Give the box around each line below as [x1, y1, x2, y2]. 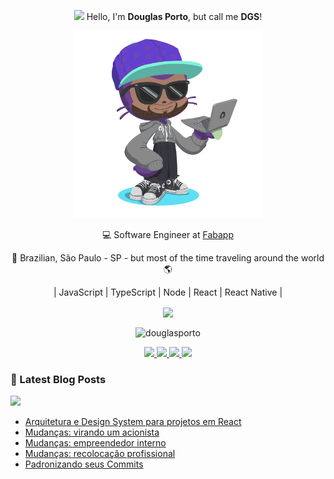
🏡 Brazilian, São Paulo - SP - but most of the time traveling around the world [11, 252, 325, 264]
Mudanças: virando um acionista [24, 426, 160, 439]
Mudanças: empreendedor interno [24, 437, 167, 449]
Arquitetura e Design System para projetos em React [24, 416, 242, 428]
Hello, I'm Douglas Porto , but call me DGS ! [86, 11, 263, 22]
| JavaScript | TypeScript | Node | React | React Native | [53, 286, 283, 298]
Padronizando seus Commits [24, 458, 144, 470]
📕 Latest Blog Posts [10, 372, 107, 386]
